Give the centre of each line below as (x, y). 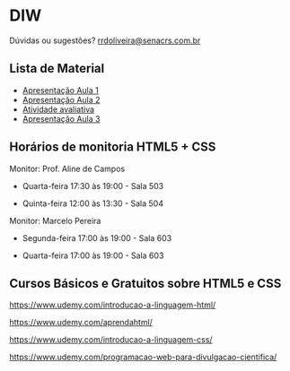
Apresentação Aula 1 (60, 90)
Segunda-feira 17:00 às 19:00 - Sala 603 (97, 237)
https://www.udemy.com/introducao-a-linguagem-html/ (113, 305)
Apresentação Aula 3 (61, 118)
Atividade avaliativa (58, 109)
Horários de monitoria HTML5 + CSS (113, 147)
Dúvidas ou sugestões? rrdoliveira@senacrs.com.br (105, 40)
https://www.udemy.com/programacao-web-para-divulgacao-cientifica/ (143, 357)
